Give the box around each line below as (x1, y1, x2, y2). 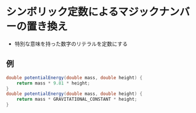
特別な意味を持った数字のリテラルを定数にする (14, 40, 128, 47)
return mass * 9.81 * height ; (16, 80, 91, 86)
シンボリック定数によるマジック (6, 5, 160, 19)
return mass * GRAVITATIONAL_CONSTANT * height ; (16, 97, 137, 103)
